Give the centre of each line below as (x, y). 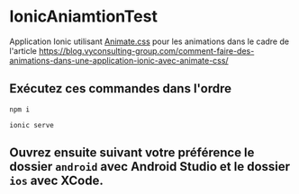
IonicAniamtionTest (83, 17)
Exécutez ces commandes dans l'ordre (121, 88)
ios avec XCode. (56, 181)
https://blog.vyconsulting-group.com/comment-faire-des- (147, 50)
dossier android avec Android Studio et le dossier (150, 167)
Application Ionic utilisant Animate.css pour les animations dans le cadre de (149, 41)
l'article (23, 50)
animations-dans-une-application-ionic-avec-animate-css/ (119, 60)
